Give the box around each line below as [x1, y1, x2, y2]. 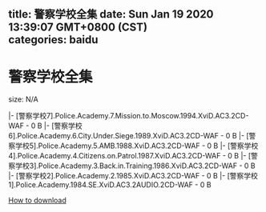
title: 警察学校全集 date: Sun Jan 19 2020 [8, 7, 214, 22]
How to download [8, 195, 66, 206]
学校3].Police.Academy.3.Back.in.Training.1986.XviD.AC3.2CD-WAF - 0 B [14, 161, 256, 170]
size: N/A [8, 94, 38, 104]
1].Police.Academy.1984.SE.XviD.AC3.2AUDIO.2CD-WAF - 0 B [8, 180, 212, 190]
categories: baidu [8, 33, 99, 46]
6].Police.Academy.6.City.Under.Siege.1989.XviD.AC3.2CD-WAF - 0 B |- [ [8, 131, 250, 141]
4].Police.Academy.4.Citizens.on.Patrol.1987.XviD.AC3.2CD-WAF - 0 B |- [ [8, 151, 252, 161]
